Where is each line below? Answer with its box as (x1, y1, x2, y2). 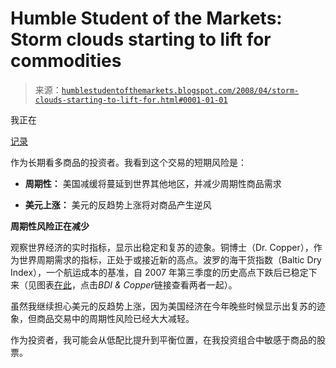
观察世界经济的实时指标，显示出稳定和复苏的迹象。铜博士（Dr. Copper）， (10, 241, 314, 253)
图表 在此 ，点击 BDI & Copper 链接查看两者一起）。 (36, 278, 238, 291)
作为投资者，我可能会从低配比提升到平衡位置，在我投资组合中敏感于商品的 (10, 333, 317, 346)
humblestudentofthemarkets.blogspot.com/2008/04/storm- (61, 85, 300, 96)
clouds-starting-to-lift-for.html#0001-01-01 (34, 95, 228, 105)
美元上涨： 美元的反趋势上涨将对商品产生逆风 (24, 198, 212, 211)
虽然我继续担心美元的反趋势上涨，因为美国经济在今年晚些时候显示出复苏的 (10, 300, 317, 312)
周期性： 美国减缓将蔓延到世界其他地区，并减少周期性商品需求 (24, 177, 282, 189)
